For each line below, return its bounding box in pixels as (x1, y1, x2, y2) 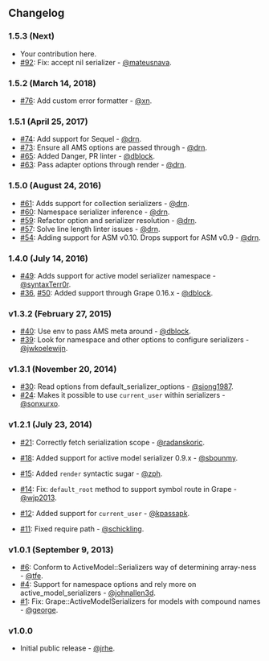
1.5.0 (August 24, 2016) (8, 180, 102, 192)
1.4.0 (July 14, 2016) (8, 253, 88, 264)
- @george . (19, 605, 59, 615)
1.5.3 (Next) (8, 31, 55, 42)
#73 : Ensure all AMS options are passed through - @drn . (19, 143, 207, 152)
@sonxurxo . (19, 399, 60, 409)
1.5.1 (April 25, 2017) (8, 116, 88, 127)
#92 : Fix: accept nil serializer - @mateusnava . (19, 57, 173, 67)
